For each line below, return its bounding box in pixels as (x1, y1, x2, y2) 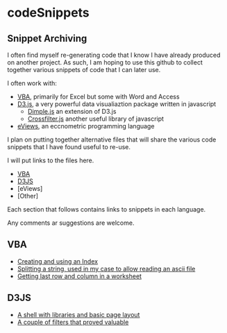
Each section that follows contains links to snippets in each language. (7, 205, 206, 213)
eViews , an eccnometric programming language (17, 122, 155, 130)
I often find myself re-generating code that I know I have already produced (7, 51, 221, 59)
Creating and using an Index (17, 257, 99, 265)
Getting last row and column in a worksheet (17, 272, 142, 280)
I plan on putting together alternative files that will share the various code (7, 135, 217, 144)
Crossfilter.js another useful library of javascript (27, 114, 165, 123)
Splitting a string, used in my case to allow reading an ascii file (17, 264, 196, 273)
